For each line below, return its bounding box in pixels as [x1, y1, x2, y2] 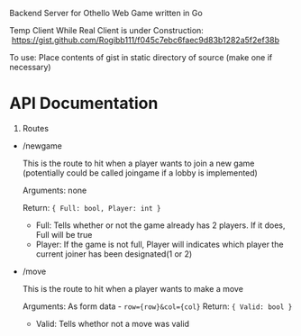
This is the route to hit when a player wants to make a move [22, 283, 243, 294]
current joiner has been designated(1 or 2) [35, 248, 193, 259]
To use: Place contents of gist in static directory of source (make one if [9, 52, 273, 62]
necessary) [9, 62, 51, 72]
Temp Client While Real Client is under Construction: [9, 25, 205, 35]
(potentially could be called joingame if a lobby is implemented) [22, 167, 259, 178]
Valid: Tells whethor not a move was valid [35, 318, 190, 329]
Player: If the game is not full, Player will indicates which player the [35, 239, 284, 250]
